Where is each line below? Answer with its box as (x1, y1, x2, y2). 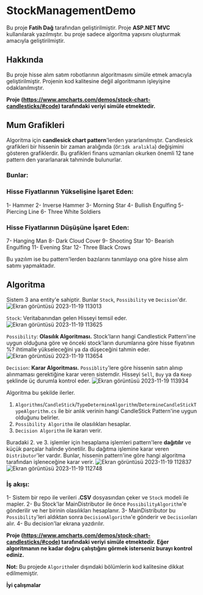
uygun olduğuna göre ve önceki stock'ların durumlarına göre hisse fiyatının (6, 339, 195, 346)
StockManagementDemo (6, 4, 136, 18)
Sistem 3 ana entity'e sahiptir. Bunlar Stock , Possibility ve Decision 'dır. (6, 296, 188, 303)
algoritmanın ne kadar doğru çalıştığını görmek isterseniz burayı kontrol (6, 545, 193, 552)
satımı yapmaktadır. (6, 262, 56, 269)
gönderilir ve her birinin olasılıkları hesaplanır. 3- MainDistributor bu (6, 507, 176, 514)
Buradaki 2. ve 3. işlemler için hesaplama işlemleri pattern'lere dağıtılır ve (6, 438, 191, 446)
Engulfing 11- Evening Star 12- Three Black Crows (6, 244, 131, 251)
